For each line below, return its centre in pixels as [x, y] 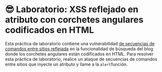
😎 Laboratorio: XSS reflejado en [72, 9]
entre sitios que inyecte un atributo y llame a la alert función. [67, 64]
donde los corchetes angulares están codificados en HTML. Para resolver [79, 54]
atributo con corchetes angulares [74, 20]
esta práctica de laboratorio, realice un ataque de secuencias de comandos [81, 59]
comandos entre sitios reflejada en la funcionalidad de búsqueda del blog [79, 49]
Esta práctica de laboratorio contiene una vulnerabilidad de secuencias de [80, 43]
